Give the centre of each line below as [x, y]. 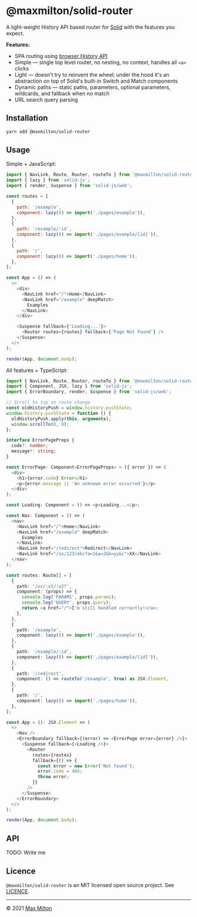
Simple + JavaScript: [31, 164]
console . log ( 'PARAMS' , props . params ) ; [69, 597]
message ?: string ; [34, 451]
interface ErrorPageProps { [40, 440]
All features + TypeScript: [37, 370]
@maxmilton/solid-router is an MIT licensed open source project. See [90, 885]
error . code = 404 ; [60, 772]
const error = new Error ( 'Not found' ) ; [86, 766]
